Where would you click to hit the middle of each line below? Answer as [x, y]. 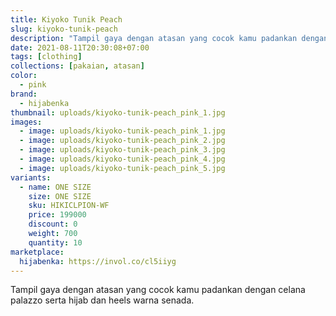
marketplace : [37, 252]
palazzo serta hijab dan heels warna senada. [102, 300]
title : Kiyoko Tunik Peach [66, 19]
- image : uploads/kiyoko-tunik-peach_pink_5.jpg [122, 168]
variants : [31, 177]
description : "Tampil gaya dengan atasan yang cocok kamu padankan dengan [169, 38]
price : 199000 [57, 215]
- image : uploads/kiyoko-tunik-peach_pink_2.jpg [122, 141]
